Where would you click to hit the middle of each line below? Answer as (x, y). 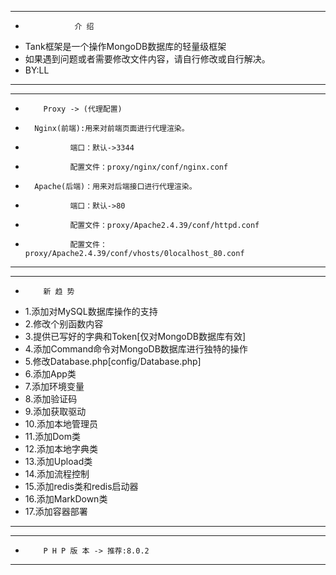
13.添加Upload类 (58, 461)
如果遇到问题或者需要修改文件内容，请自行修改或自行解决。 (147, 59)
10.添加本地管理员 (61, 424)
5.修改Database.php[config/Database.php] (113, 361)
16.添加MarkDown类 (66, 499)
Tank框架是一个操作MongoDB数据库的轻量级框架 (125, 46)
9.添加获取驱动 (55, 411)
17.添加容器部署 (56, 511)
